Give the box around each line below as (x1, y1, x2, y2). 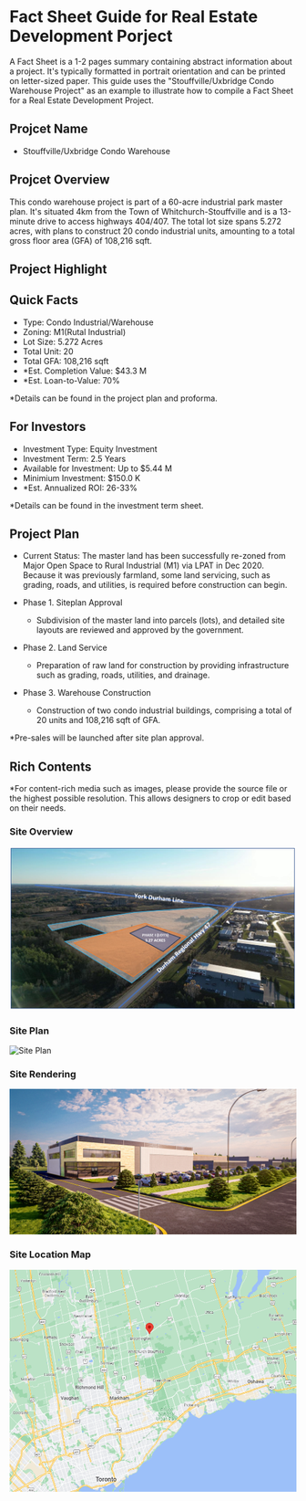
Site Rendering (9, 1067, 76, 1080)
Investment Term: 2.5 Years (22, 453, 127, 464)
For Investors (9, 419, 87, 435)
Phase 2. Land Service (22, 642, 107, 654)
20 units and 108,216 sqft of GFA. (36, 715, 161, 726)
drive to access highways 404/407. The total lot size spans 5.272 (36, 215, 282, 226)
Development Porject (9, 26, 173, 47)
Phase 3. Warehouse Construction (22, 688, 152, 698)
